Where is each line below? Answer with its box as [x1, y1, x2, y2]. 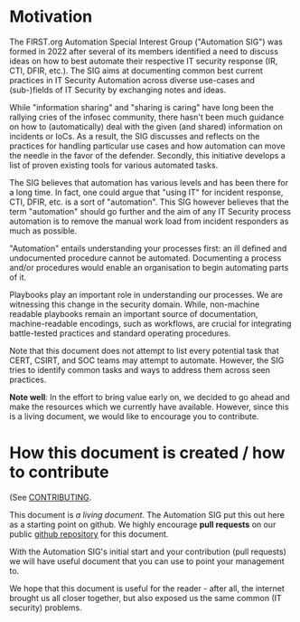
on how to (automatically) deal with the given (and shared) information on [9, 120, 283, 132]
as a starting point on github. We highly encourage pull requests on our [9, 519, 277, 530]
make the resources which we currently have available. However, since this [9, 401, 289, 412]
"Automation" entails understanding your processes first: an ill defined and [9, 243, 287, 254]
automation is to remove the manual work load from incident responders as [9, 215, 289, 226]
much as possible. [9, 225, 78, 236]
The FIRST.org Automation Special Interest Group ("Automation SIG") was [9, 36, 283, 47]
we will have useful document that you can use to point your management [9, 555, 285, 567]
